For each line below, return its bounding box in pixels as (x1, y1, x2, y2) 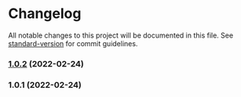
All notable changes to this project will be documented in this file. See (8, 31, 234, 40)
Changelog (8, 5, 82, 23)
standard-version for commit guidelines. (8, 38, 138, 48)
